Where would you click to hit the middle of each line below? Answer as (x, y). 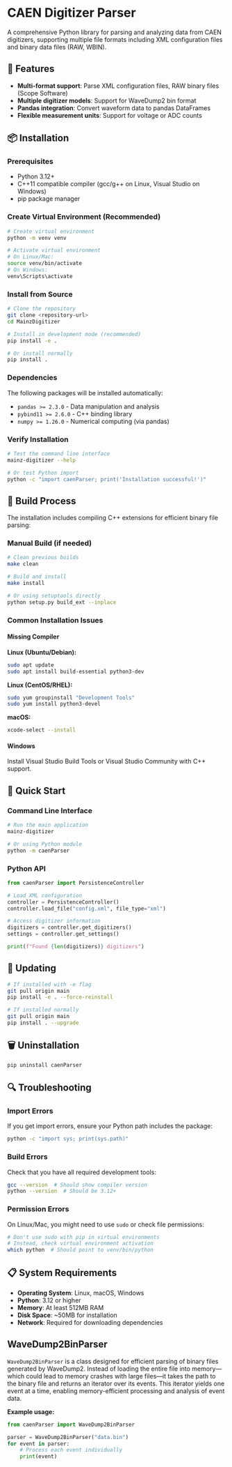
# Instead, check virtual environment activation (81, 1244)
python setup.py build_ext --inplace (62, 602)
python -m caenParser (39, 851)
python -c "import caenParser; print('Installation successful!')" (107, 479)
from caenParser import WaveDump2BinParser (71, 1424)
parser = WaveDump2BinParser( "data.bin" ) (68, 1437)
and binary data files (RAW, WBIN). (57, 47)
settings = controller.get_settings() (63, 934)
